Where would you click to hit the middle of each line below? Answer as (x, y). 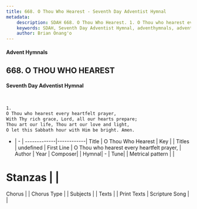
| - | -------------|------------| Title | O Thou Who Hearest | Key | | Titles (102, 141)
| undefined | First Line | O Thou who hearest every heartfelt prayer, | (98, 147)
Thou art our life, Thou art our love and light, (68, 124)
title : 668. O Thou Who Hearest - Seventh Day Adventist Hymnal (86, 11)
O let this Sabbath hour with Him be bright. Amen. (70, 130)
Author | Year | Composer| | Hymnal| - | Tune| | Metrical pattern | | (94, 154)
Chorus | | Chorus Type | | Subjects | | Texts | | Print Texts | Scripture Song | (98, 194)
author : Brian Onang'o (44, 33)
